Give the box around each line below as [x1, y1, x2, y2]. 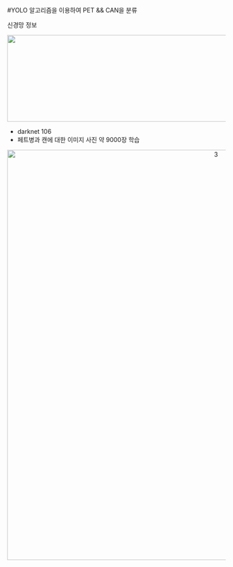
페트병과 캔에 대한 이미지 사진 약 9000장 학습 [17, 136, 140, 143]
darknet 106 [17, 128, 52, 135]
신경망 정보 [7, 21, 37, 29]
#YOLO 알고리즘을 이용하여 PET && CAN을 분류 [7, 6, 137, 14]
